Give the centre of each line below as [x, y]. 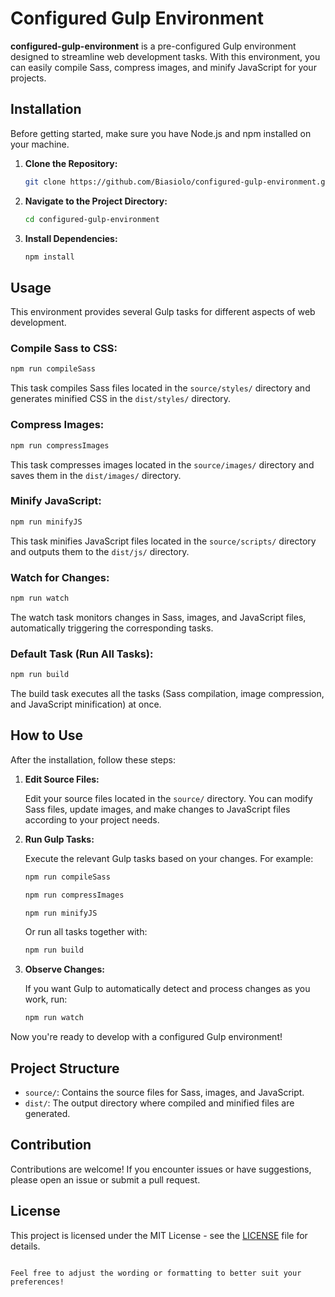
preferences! [37, 1282]
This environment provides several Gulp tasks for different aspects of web [163, 312]
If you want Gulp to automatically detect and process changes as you [167, 989]
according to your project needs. [92, 819]
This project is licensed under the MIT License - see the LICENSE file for [159, 1235]
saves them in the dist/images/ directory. [96, 475]
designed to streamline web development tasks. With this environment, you [165, 56]
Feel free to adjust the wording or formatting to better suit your [156, 1273]
